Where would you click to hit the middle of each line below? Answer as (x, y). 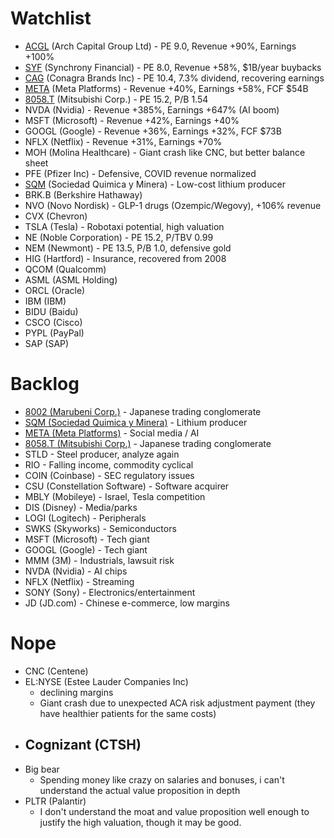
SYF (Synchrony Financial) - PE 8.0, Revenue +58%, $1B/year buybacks (173, 67)
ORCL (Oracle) (55, 290)
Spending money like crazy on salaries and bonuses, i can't (162, 779)
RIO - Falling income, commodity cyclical (109, 464)
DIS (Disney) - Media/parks (81, 507)
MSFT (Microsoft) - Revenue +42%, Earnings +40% (132, 120)
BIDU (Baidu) (51, 311)
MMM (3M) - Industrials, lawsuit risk (99, 560)
